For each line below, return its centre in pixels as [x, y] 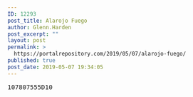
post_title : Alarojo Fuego [47, 21]
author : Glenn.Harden [40, 27]
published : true [31, 61]
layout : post [27, 41]
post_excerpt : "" [33, 34]
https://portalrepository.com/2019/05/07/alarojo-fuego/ [100, 54]
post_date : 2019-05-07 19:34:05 [55, 67]
